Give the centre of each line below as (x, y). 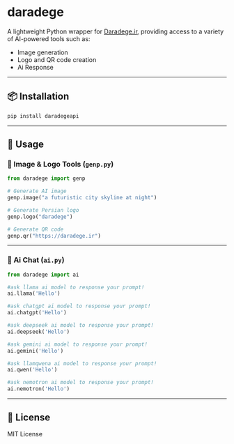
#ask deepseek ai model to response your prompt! (81, 326)
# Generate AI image (37, 191)
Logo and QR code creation (57, 59)
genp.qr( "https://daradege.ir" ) (54, 236)
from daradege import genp (46, 178)
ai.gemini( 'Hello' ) (36, 351)
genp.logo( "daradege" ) (40, 217)
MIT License (25, 434)
